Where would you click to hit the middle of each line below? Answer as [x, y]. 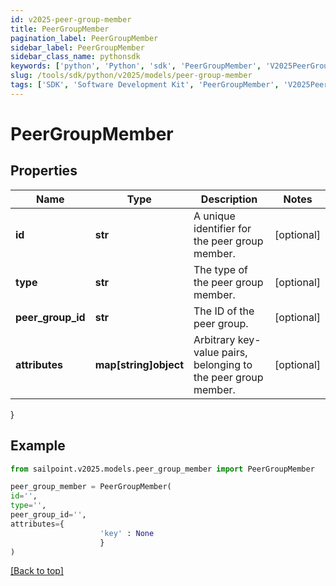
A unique [214, 216]
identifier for [222, 228]
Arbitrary [214, 339]
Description [229, 199]
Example [38, 446]
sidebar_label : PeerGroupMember [77, 47]
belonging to [223, 364]
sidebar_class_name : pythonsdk [75, 57]
